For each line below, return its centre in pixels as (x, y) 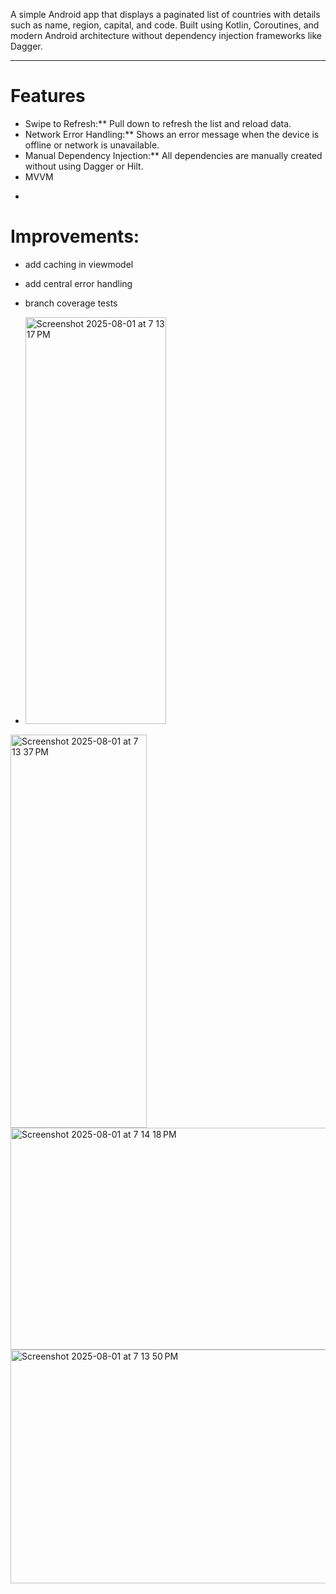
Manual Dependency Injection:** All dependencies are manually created (173, 155)
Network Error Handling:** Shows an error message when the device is (172, 134)
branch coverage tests (71, 303)
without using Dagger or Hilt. (84, 166)
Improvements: (75, 236)
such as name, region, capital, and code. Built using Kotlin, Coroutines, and (165, 25)
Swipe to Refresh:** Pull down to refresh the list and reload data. (158, 123)
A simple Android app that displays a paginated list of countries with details (165, 14)
